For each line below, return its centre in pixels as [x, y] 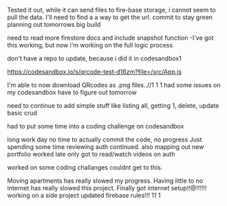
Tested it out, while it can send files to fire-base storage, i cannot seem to [111, 10]
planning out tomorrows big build [54, 24]
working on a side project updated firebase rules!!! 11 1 [84, 195]
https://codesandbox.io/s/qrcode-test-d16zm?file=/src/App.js [95, 72]
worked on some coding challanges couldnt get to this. [85, 167]
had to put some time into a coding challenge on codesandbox [96, 126]
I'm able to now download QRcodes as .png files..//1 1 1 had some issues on [114, 85]
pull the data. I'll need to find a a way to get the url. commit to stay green [110, 17]
